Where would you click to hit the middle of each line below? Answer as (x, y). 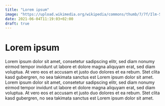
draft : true (17, 23)
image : (12, 14)
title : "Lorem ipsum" (27, 10)
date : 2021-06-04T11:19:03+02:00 (39, 19)
